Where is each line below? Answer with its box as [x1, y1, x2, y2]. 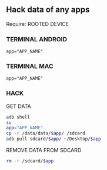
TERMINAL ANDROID [6, 35, 68, 43]
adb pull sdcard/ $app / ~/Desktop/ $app [6, 136, 101, 142]
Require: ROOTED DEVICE [6, 20, 69, 27]
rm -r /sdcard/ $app [6, 158, 54, 164]
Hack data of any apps [6, 5, 90, 15]
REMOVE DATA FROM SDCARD [6, 147, 82, 154]
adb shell [6, 114, 31, 120]
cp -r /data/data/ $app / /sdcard [6, 130, 85, 136]
